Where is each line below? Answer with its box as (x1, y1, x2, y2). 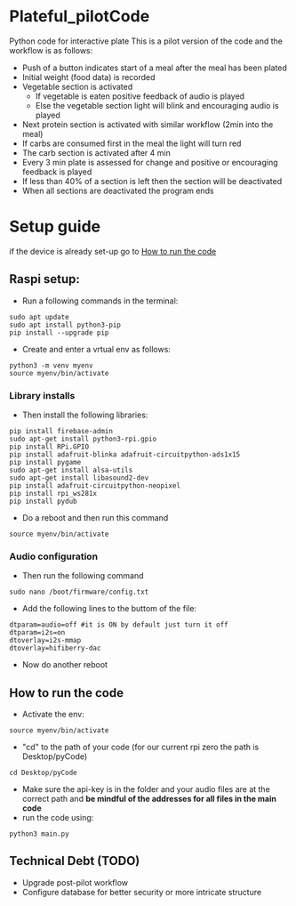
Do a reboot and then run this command (21, 512, 169, 522)
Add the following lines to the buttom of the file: (21, 603, 197, 614)
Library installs (9, 389, 76, 401)
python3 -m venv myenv (9, 360, 93, 370)
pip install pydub (9, 497, 77, 506)
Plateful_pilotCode (9, 6, 150, 27)
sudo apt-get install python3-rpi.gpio (9, 434, 157, 443)
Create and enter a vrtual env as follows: (21, 344, 172, 354)
